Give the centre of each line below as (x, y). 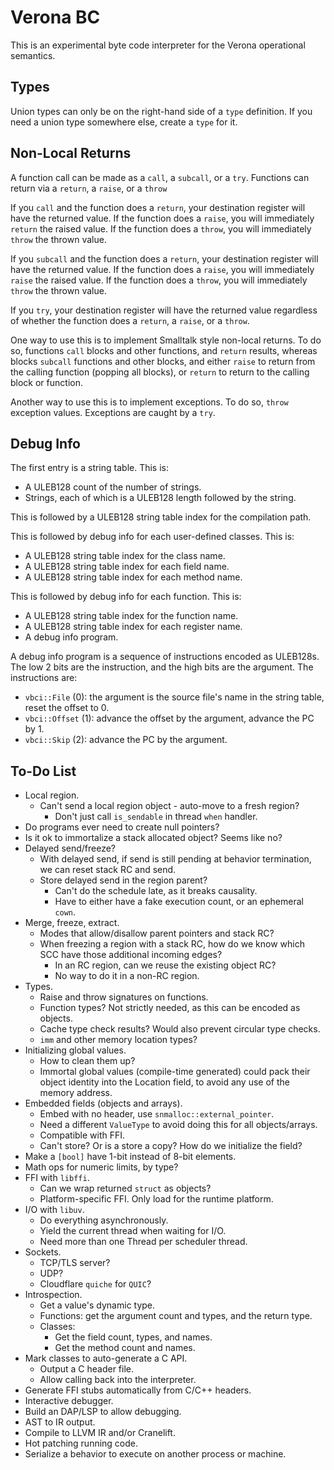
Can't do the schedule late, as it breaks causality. (156, 891)
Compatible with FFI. (82, 1135)
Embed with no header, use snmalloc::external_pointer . (157, 1114)
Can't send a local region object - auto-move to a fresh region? (169, 806)
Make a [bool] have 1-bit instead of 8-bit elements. (130, 1157)
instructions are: (44, 678)
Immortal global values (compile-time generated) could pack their (175, 1072)
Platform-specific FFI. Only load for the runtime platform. (156, 1199)
